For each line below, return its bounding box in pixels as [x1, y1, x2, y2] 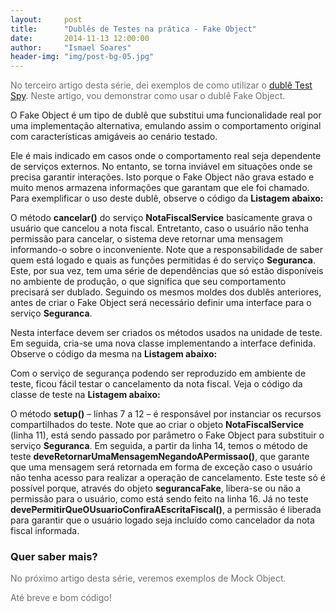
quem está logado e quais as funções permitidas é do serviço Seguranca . [10, 254, 316, 266]
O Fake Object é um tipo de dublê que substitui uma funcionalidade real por [10, 109, 322, 121]
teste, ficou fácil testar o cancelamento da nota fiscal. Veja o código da [10, 378, 303, 390]
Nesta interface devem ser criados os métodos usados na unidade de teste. [10, 327, 323, 339]
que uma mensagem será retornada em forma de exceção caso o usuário [10, 461, 313, 473]
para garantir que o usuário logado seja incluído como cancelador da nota [10, 514, 315, 526]
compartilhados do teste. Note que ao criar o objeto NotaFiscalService [10, 419, 305, 431]
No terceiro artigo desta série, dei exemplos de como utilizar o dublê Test [10, 79, 313, 91]
